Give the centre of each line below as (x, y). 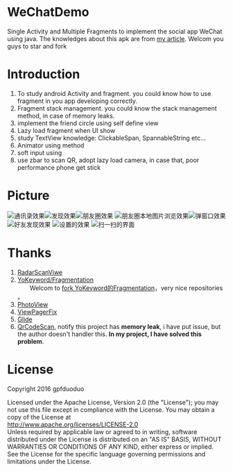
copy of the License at (39, 417)
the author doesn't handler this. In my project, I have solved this (110, 334)
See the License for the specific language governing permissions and (106, 454)
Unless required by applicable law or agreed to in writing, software (102, 431)
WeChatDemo (48, 12)
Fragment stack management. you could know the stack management (117, 108)
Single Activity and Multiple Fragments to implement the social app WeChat (115, 31)
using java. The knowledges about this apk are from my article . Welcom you (115, 38)
